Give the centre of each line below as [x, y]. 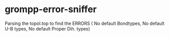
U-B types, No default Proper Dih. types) [47, 28]
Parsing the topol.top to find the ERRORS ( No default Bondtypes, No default [85, 23]
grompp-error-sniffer [51, 9]
